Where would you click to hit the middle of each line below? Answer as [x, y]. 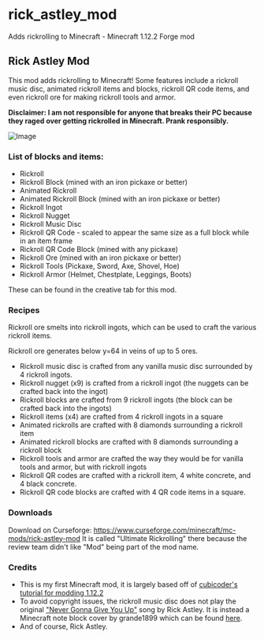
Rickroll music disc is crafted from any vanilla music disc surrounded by [136, 366]
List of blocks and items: [56, 156]
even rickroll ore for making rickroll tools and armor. [92, 97]
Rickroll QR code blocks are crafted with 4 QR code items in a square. [132, 492]
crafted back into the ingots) [65, 408]
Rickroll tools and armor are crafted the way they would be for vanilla [132, 459]
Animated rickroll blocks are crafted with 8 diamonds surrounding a [129, 442]
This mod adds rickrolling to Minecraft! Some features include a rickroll [123, 80]
